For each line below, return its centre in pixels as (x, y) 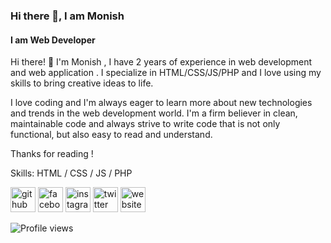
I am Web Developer (53, 40)
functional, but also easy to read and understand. (111, 135)
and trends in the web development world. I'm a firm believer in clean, (154, 113)
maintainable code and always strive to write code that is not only (145, 124)
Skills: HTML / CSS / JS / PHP (71, 173)
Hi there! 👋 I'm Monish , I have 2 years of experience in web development (161, 62)
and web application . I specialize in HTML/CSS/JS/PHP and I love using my (166, 73)
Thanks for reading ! (52, 154)
